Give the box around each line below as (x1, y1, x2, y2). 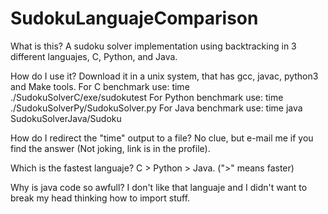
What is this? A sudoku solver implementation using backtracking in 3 (10, 40, 297, 52)
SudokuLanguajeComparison (10, 7, 259, 30)
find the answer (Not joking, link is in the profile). (10, 142, 211, 154)
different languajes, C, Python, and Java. (10, 50, 178, 62)
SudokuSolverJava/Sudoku (10, 112, 122, 124)
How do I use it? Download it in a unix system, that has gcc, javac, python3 (10, 70, 319, 82)
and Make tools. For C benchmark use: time (10, 80, 190, 92)
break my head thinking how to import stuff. (10, 192, 191, 204)
